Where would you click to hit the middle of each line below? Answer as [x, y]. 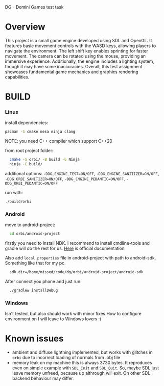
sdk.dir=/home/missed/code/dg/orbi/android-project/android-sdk [76, 272]
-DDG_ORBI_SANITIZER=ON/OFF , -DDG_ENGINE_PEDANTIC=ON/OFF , [65, 179]
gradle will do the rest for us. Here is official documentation [65, 248]
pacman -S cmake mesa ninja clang [40, 132]
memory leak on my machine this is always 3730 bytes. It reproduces [82, 363]
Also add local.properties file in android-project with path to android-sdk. [81, 258]
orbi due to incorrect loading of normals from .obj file [66, 358]
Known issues [34, 339]
